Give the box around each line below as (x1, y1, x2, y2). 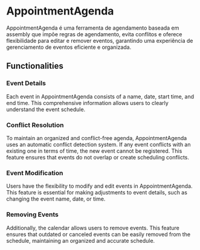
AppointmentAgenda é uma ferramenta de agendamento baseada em (6, 24, 179, 31)
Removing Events (6, 210, 59, 219)
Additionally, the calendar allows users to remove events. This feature (6, 224, 179, 231)
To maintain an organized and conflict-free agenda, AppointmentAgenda (6, 134, 187, 141)
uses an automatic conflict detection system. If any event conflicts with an (6, 141, 191, 148)
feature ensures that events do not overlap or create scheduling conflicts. (6, 153, 189, 161)
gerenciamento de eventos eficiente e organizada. (6, 43, 132, 51)
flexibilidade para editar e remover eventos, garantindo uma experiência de (6, 37, 193, 44)
